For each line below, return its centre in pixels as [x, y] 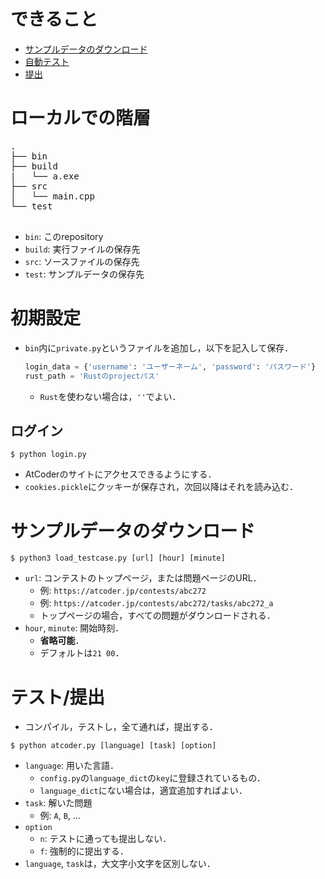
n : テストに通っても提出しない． [105, 839]
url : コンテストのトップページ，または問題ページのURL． [143, 578]
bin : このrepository [64, 236]
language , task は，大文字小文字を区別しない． [120, 864]
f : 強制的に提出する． [84, 851]
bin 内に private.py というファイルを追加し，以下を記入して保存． [159, 347]
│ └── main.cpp [52, 196]
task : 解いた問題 [58, 803]
